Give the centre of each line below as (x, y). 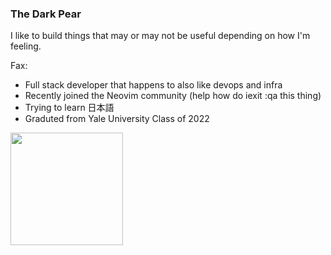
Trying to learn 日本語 (69, 108)
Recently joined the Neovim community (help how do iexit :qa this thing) (173, 96)
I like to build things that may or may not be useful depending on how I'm (160, 36)
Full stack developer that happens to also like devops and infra (153, 85)
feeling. (26, 46)
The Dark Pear (46, 14)
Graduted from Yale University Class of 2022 (117, 119)
